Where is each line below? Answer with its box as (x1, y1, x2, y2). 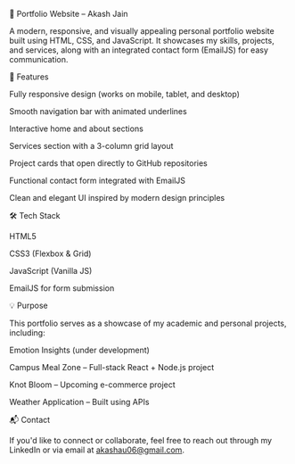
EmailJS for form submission (9, 283, 115, 294)
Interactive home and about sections (9, 123, 144, 134)
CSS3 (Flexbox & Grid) (9, 248, 92, 259)
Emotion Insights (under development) (9, 344, 150, 355)
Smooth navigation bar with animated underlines (9, 106, 187, 116)
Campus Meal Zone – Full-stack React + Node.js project (9, 362, 215, 372)
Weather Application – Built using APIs (9, 397, 150, 407)
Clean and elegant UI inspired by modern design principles (9, 193, 225, 203)
